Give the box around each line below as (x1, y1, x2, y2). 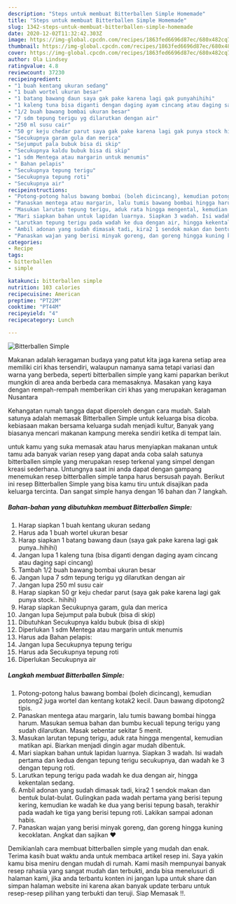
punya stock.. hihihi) (18, 595, 77, 604)
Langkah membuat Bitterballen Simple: (8, 671, 125, 679)
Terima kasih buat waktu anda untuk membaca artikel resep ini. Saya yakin (8, 851, 223, 860)
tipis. (18, 703, 33, 712)
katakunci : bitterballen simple (8, 277, 102, 284)
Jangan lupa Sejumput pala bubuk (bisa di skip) (18, 610, 156, 618)
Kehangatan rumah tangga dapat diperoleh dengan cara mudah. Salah (8, 406, 211, 415)
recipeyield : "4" (8, 310, 59, 317)
